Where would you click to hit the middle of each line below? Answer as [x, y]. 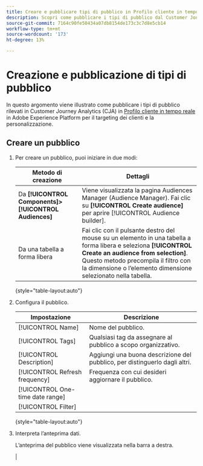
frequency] [34, 380]
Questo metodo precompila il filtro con [136, 261]
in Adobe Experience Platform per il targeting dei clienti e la [80, 117]
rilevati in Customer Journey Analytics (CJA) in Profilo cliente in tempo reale [101, 111]
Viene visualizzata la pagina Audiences [137, 190]
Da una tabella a [41, 249]
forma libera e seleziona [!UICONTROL [137, 245]
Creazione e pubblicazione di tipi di [96, 75]
